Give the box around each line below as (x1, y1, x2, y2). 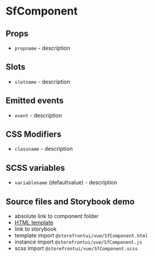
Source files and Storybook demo (5, 196, 135, 207)
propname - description (14, 44, 70, 51)
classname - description (14, 145, 73, 153)
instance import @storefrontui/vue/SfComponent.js (14, 238, 142, 246)
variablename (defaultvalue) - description (14, 179, 118, 186)
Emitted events (5, 96, 64, 106)
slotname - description (14, 78, 70, 85)
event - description (14, 111, 62, 119)
